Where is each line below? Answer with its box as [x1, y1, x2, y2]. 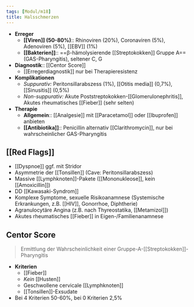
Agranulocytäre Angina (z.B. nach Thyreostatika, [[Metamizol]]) [14, 206, 169, 213]
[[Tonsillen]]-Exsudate [23, 288, 78, 295]
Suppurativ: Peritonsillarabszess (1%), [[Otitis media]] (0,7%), [23, 80, 173, 87]
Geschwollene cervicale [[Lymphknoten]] [23, 282, 123, 289]
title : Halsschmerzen [6, 14, 59, 20]
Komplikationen [14, 74, 55, 81]
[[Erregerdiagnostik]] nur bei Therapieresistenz [23, 68, 138, 75]
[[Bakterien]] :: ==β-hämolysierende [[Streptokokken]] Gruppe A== [23, 49, 186, 56]
